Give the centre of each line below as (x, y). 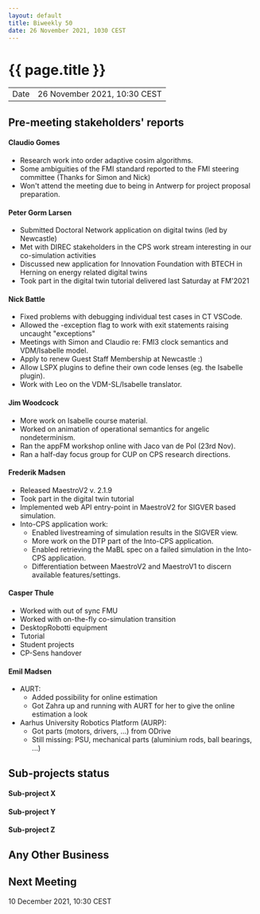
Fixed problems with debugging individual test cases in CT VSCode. (131, 317)
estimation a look (60, 714)
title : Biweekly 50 (41, 23)
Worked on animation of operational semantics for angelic (114, 429)
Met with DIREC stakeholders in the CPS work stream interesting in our (136, 247)
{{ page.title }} (57, 70)
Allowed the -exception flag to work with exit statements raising (124, 325)
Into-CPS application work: (64, 524)
